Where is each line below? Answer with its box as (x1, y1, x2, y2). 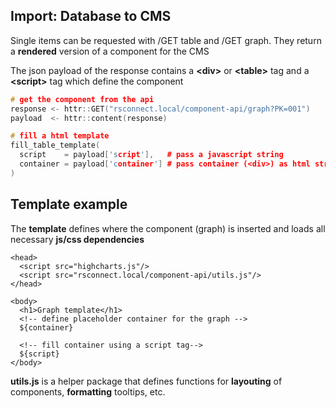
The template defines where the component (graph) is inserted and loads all (10, 222, 326, 234)
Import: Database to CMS (10, 8, 172, 25)
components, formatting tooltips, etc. (10, 385, 166, 398)
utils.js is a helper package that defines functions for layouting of (10, 375, 283, 387)
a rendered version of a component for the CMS (10, 45, 210, 57)
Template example (10, 196, 128, 213)
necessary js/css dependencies (10, 233, 145, 245)
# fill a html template (10, 131, 110, 141)
